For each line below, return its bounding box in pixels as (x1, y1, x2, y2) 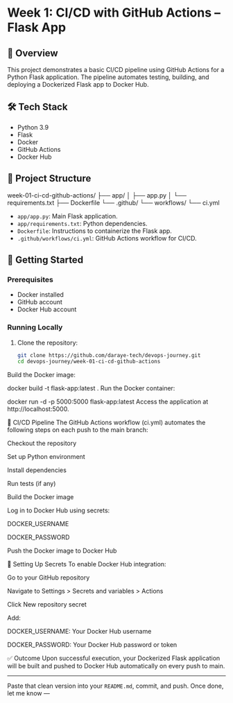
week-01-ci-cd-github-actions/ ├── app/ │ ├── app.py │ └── (7, 191, 187, 199)
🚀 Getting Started (7, 254, 84, 266)
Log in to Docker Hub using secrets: (7, 506, 110, 514)
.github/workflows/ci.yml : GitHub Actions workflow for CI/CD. (17, 234, 197, 242)
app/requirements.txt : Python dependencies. (17, 219, 148, 227)
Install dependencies (7, 466, 67, 474)
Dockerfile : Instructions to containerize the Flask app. (17, 227, 172, 235)
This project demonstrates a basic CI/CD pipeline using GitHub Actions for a (7, 66, 225, 73)
